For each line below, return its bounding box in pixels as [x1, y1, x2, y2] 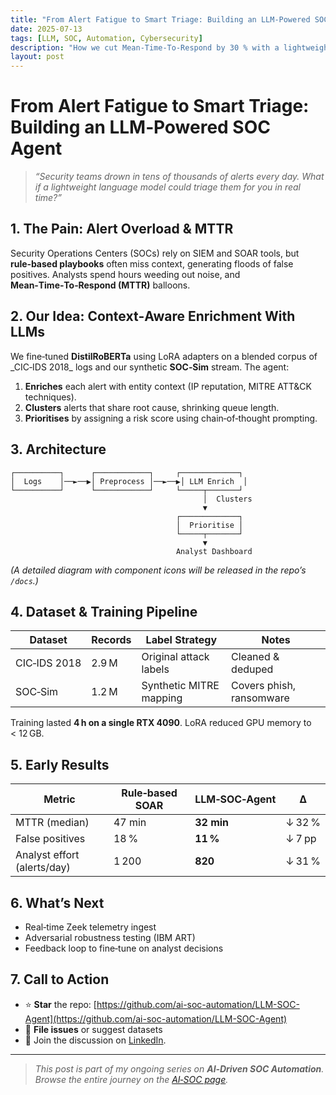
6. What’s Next [10, 894, 105, 911]
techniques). [24, 391, 77, 403]
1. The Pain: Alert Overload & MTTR [10, 221, 234, 238]
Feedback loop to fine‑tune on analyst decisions [24, 942, 224, 954]
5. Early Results [10, 756, 110, 773]
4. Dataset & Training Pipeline [10, 603, 198, 620]
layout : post [10, 52, 65, 62]
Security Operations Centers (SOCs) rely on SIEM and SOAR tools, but [10, 247, 300, 259]
